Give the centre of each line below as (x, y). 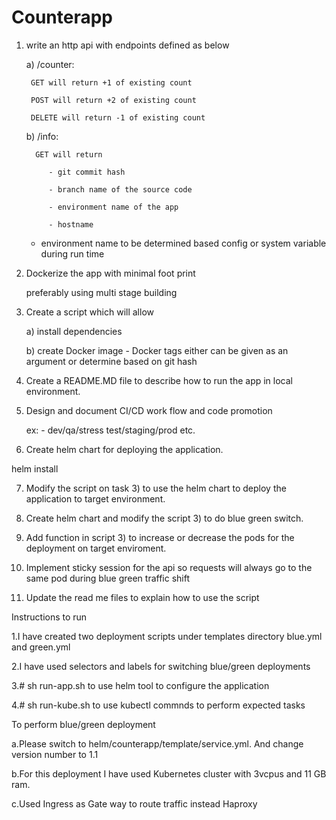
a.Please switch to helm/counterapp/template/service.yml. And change (157, 743)
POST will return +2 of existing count (113, 100)
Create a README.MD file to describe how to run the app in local (159, 380)
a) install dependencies (74, 331)
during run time (72, 253)
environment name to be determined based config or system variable (183, 243)
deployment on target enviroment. (96, 548)
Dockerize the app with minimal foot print (110, 273)
